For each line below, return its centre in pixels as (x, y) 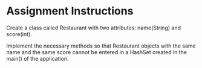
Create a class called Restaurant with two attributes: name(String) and (94, 28)
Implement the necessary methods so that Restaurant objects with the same (101, 46)
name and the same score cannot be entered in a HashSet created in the (97, 52)
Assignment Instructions (70, 11)
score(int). (19, 34)
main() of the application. (37, 58)
